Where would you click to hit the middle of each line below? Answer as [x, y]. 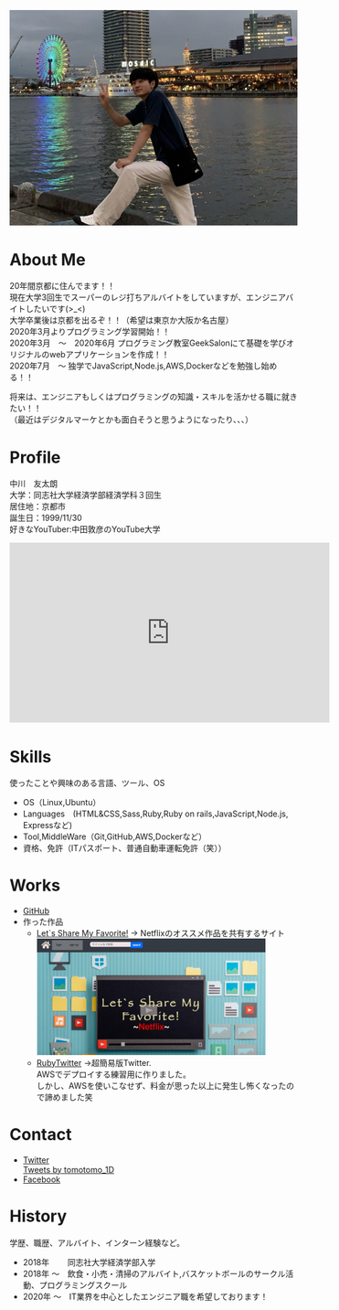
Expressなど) [48, 825]
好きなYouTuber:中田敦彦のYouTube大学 [85, 529]
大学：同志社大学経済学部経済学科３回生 [85, 495]
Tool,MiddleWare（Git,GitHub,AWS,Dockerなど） [115, 836]
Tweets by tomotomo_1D [69, 1169]
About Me [48, 259]
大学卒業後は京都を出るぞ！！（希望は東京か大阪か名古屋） [122, 320]
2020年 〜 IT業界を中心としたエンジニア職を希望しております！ [145, 1296]
